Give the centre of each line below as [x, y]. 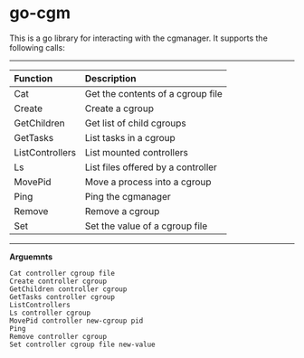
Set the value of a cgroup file [146, 226]
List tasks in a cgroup [130, 137]
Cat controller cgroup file [62, 273]
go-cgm [40, 13]
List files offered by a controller [151, 167]
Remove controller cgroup [58, 336]
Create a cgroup [119, 108]
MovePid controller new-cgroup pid [76, 320]
